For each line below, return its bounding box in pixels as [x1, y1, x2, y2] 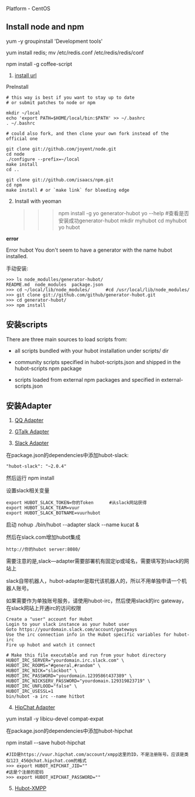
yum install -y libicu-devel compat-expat [6, 715, 104, 722]
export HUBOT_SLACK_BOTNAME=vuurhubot [6, 510, 101, 516]
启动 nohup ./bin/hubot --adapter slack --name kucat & [6, 521, 139, 528]
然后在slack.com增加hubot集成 [6, 533, 81, 541]
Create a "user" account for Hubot [6, 616, 93, 622]
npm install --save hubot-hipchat [6, 739, 86, 746]
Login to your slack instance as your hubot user [6, 622, 130, 628]
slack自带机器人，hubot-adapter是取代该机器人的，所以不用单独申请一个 [6, 578, 182, 585]
